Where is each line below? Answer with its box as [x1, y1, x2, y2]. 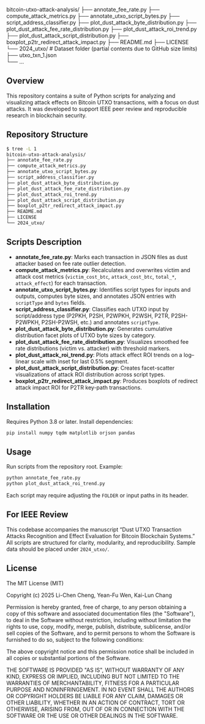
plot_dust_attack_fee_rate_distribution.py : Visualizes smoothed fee [15, 338, 189, 345]
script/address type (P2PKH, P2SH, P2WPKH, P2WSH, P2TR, [15, 312, 170, 319]
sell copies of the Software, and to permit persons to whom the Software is [6, 629, 196, 637]
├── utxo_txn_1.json [6, 52, 57, 58]
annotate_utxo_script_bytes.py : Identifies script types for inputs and [15, 286, 191, 293]
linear [15, 357, 30, 365]
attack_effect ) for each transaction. [15, 279, 107, 287]
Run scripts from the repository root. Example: [6, 463, 123, 470]
